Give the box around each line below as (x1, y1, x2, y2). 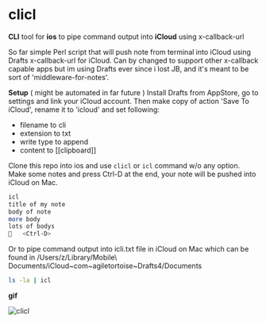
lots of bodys (8, 222, 56, 231)
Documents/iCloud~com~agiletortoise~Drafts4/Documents (8, 261, 202, 271)
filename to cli (19, 120, 66, 129)
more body (8, 215, 41, 223)
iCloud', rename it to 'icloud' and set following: (8, 105, 160, 114)
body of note (8, 208, 52, 216)
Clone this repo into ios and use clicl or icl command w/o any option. (8, 160, 241, 170)
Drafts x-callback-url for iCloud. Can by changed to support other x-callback (8, 56, 259, 65)
